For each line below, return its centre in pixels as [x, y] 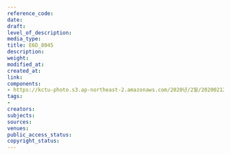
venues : [18, 128]
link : [15, 77]
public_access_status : [40, 134]
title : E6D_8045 [30, 45]
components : [24, 84]
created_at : [24, 71]
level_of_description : [40, 33]
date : [15, 20]
